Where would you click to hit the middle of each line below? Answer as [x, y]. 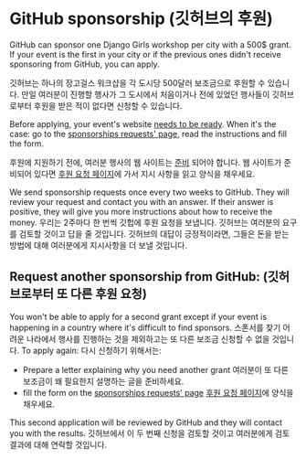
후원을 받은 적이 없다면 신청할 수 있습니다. [108, 105]
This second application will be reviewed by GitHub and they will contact [146, 422]
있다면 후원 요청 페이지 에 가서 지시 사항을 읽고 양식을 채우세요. [144, 174]
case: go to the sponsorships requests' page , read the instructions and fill [148, 133]
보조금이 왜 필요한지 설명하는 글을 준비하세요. [103, 381]
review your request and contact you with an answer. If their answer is [142, 201]
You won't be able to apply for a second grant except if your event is [138, 316]
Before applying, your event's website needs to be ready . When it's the [143, 123]
